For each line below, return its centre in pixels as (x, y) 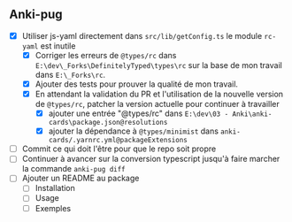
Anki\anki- (252, 114)
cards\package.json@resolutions (108, 123)
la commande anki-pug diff (73, 169)
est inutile (58, 46)
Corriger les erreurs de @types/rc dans (106, 55)
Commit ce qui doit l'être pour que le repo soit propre (119, 149)
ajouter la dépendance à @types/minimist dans (134, 131)
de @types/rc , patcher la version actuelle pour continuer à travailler (158, 104)
